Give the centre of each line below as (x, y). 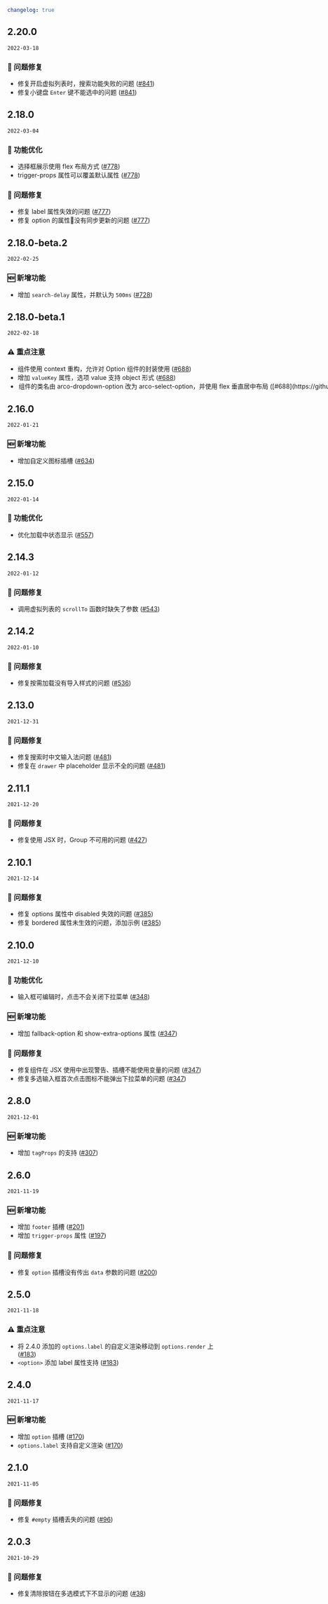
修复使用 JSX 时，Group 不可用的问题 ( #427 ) (82, 840)
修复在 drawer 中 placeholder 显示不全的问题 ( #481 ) (91, 766)
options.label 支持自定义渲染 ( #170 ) (70, 1445)
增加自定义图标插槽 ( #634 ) (56, 461)
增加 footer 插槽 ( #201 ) (51, 1227)
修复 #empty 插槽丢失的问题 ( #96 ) (65, 1519)
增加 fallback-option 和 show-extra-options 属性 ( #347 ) (97, 1033)
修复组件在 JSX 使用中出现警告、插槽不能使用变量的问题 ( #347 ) (109, 1070)
